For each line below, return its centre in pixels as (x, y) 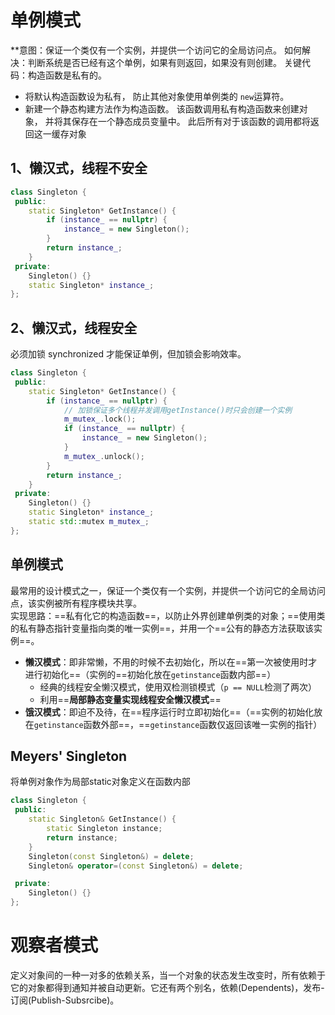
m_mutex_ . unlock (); (104, 456)
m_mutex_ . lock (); (100, 419)
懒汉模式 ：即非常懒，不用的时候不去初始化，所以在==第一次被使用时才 (171, 662)
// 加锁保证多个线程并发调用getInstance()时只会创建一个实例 (178, 410)
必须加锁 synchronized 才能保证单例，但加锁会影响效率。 (128, 354)
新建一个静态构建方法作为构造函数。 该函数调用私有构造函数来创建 (162, 108)
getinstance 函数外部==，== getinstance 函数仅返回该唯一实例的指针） (178, 724)
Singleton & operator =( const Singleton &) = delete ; (136, 866)
